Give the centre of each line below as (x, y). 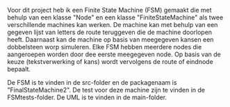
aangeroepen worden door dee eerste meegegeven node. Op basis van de (114, 54)
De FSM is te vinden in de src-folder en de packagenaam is (92, 82)
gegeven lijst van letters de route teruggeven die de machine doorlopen (110, 32)
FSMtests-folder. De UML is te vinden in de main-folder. (87, 97)
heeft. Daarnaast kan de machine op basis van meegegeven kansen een (110, 40)
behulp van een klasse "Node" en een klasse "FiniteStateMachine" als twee (115, 17)
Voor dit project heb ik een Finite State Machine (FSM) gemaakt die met (109, 10)
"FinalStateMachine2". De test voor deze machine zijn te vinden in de (106, 90)
